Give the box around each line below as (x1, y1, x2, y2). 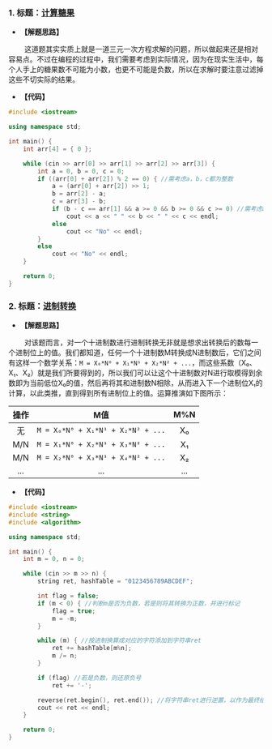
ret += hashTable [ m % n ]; (51, 644, 132, 653)
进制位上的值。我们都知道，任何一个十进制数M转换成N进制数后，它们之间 (15, 348, 261, 357)
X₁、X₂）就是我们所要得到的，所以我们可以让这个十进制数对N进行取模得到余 (8, 368, 263, 378)
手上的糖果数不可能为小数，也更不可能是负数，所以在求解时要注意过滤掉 (22, 65, 264, 75)
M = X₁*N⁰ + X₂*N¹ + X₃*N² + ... (36, 440, 166, 449)
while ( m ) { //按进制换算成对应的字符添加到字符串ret (37, 636, 202, 645)
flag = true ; (51, 606, 96, 615)
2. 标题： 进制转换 (8, 300, 77, 311)
